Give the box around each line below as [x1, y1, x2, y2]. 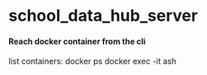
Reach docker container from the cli [8, 35, 146, 46]
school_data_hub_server [8, 5, 198, 26]
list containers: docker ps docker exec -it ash [8, 56, 177, 67]
